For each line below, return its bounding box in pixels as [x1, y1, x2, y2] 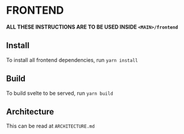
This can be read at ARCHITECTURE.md [6, 123, 95, 130]
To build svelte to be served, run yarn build [6, 89, 113, 96]
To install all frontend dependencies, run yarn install [6, 56, 138, 63]
